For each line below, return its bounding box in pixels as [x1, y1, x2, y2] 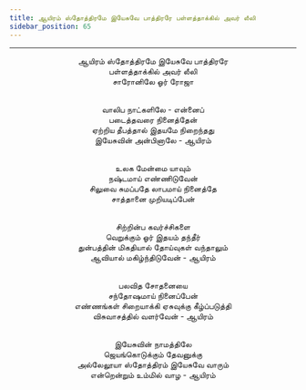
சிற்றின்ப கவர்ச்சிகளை [115, 221, 191, 232]
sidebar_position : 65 [9, 22, 92, 31]
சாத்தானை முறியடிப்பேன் [110, 193, 196, 204]
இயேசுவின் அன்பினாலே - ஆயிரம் [94, 134, 212, 146]
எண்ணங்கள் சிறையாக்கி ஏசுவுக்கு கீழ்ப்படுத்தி [74, 300, 232, 311]
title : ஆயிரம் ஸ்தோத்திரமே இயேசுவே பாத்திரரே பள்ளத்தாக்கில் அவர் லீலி [9, 13, 256, 23]
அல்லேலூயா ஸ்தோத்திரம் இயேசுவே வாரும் [76, 359, 229, 370]
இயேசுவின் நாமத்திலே [114, 338, 192, 349]
